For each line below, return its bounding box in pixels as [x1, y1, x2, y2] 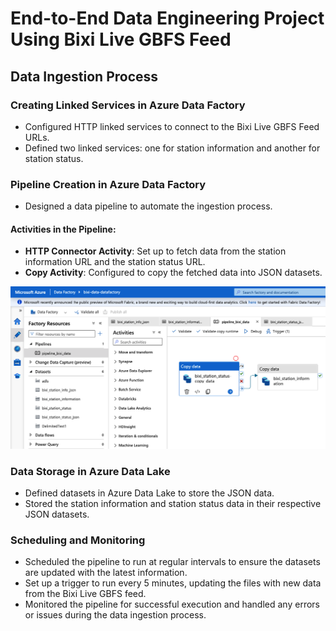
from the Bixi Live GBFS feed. [24, 588, 147, 600]
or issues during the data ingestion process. [24, 609, 207, 621]
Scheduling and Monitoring [10, 533, 146, 547]
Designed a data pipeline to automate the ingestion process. [24, 200, 273, 212]
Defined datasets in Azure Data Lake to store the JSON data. [24, 487, 275, 499]
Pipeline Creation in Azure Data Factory [10, 177, 207, 191]
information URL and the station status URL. [24, 256, 206, 268]
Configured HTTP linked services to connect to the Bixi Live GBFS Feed [24, 120, 320, 132]
